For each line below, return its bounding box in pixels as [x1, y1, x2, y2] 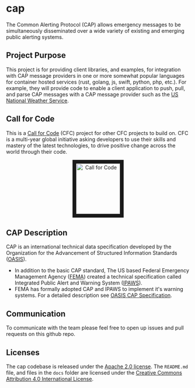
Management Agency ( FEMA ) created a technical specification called [14, 273, 182, 280]
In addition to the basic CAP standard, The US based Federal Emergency [14, 267, 190, 274]
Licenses [6, 347, 40, 358]
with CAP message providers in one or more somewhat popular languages [6, 72, 185, 79]
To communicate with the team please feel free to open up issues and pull [6, 324, 184, 331]
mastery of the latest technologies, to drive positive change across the [6, 142, 176, 149]
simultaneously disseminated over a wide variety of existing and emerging [6, 27, 185, 34]
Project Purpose [6, 50, 66, 60]
